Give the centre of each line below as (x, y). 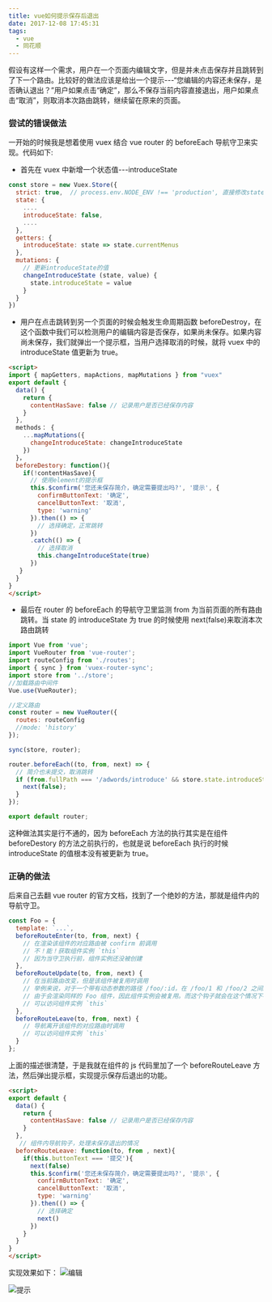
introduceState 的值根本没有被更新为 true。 (81, 853)
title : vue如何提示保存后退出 (54, 16)
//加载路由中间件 (33, 683)
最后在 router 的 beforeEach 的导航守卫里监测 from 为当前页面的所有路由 (141, 610)
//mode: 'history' (47, 728)
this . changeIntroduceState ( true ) (94, 556)
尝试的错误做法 (38, 124)
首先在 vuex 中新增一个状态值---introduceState (99, 170)
